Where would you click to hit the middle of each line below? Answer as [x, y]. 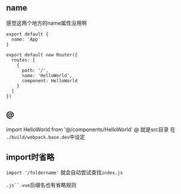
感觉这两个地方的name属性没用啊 [47, 23]
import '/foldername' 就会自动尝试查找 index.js [65, 173]
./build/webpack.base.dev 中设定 [46, 137]
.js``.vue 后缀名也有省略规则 [41, 185]
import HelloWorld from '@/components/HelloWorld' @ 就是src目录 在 [91, 129]
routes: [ [23, 60]
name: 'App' [26, 39]
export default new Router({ [42, 55]
